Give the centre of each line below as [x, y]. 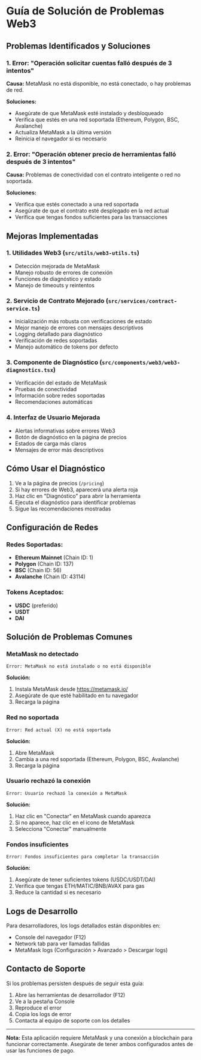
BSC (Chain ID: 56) [38, 570]
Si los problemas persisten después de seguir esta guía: [75, 983]
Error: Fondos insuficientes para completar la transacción [83, 857]
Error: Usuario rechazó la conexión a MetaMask [67, 793]
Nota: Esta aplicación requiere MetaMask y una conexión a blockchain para [99, 1038]
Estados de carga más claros [51, 443]
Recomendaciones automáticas [54, 402]
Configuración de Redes [52, 527]
